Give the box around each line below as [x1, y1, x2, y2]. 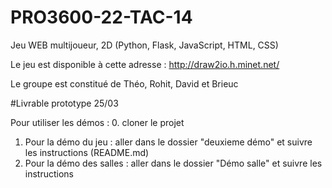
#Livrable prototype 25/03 [10, 97, 119, 109]
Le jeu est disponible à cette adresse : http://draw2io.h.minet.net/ [10, 58, 280, 70]
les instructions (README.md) [24, 146, 150, 158]
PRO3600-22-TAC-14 [10, 6, 193, 29]
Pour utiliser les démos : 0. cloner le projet [10, 116, 185, 128]
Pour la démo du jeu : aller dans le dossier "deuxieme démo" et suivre [24, 136, 313, 148]
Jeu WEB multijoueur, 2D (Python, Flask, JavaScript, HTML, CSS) [10, 39, 279, 51]
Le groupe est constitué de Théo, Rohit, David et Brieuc [10, 77, 239, 90]
